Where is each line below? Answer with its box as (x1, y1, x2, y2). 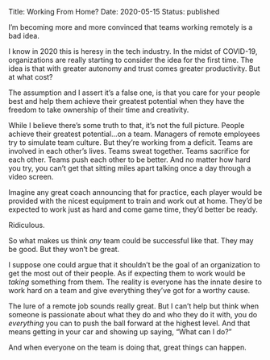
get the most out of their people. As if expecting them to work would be (8, 269, 246, 278)
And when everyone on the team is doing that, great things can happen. (8, 342, 247, 352)
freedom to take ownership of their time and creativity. (8, 105, 189, 114)
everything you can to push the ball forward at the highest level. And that (8, 318, 251, 328)
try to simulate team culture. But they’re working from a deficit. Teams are (8, 138, 254, 147)
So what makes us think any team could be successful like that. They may (8, 236, 254, 245)
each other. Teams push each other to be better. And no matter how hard (8, 155, 251, 164)
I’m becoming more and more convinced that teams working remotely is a (8, 23, 253, 31)
